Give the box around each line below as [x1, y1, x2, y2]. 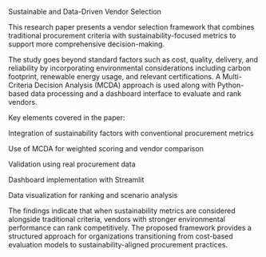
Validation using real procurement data [8, 159, 136, 169]
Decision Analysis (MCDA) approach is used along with [34, 80, 216, 90]
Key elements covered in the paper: [8, 113, 125, 122]
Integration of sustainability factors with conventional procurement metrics [8, 128, 254, 138]
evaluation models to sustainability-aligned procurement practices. [8, 240, 228, 249]
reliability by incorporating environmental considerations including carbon [8, 63, 252, 73]
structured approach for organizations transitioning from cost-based [8, 231, 233, 241]
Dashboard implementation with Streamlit [8, 175, 145, 184]
